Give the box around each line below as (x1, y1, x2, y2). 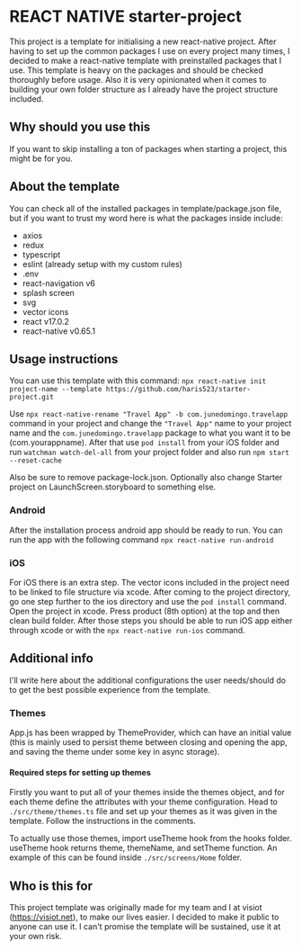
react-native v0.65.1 (22, 326, 96, 336)
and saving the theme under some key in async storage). (9, 747, 220, 757)
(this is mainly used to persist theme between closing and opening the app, (9, 737, 288, 748)
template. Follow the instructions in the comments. (9, 816, 196, 827)
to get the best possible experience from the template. (9, 684, 211, 695)
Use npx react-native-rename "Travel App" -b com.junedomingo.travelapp (9, 408, 289, 419)
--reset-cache (9, 456, 63, 465)
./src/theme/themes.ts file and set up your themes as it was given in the (9, 806, 278, 817)
